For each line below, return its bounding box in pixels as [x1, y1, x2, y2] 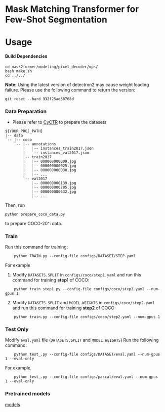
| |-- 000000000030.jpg [23, 167, 77, 173]
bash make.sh [5, 68, 32, 74]
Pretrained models [5, 390, 50, 397]
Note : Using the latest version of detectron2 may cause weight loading [5, 82, 149, 88]
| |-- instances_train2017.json [23, 146, 94, 151]
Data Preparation [5, 108, 47, 115]
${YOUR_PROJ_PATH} [5, 129, 43, 134]
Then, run [5, 202, 25, 208]
